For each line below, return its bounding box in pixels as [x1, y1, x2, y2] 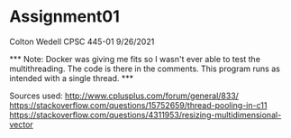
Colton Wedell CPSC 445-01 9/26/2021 [9, 36, 155, 47]
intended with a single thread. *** [9, 72, 133, 83]
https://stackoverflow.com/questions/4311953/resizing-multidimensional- [9, 109, 282, 120]
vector [9, 119, 33, 130]
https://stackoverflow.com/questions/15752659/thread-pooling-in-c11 [9, 99, 268, 110]
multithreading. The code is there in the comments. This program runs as [9, 63, 281, 74]
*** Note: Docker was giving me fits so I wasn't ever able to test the [9, 53, 261, 64]
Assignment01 [9, 6, 120, 27]
